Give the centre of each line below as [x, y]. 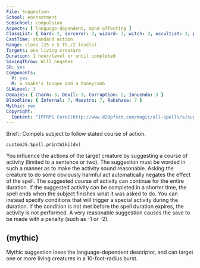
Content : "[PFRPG [33, 117]
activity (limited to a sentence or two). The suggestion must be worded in [96, 162]
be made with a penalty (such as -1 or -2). [57, 219]
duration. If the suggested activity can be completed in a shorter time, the [96, 188]
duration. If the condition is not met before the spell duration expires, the [95, 207]
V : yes [20, 78]
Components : [21, 73]
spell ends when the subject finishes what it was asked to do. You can [92, 194]
